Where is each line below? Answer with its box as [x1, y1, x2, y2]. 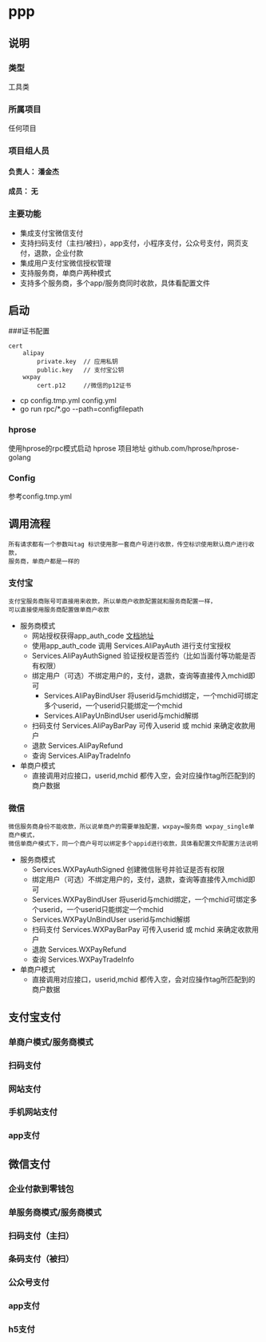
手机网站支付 [8, 1106, 58, 1117]
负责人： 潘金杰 [8, 166, 60, 176]
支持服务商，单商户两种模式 [19, 268, 112, 277]
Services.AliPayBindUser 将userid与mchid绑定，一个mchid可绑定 [43, 691, 259, 701]
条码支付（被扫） [8, 1253, 74, 1264]
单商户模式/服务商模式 [8, 1036, 93, 1047]
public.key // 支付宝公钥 [37, 366, 125, 374]
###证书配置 [8, 326, 50, 336]
